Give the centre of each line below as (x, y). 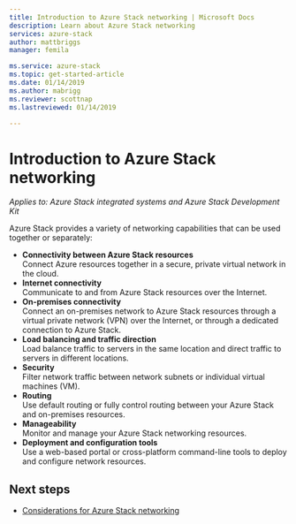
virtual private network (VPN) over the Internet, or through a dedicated (150, 321)
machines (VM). (51, 386)
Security (38, 368)
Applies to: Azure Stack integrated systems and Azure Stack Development (144, 202)
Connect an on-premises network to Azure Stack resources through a (149, 311)
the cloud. (40, 274)
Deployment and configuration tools (90, 443)
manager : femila (39, 50)
